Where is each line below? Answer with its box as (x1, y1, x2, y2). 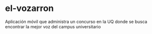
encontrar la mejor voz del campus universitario (5, 23, 101, 29)
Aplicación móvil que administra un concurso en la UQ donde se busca (5, 19, 148, 24)
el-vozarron (5, 3, 54, 14)
